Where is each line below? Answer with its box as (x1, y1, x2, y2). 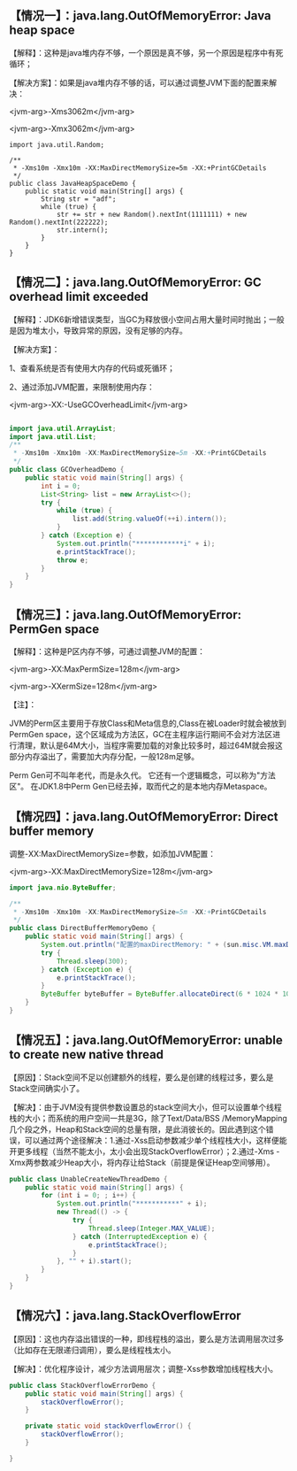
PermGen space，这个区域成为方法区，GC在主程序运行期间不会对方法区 (9, 728, 273, 739)
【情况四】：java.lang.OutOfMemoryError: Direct (9, 809, 278, 825)
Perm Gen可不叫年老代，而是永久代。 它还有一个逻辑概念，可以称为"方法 (9, 769, 277, 781)
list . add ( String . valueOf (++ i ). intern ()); (72, 514, 227, 524)
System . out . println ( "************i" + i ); (56, 539, 216, 548)
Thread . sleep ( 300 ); (56, 957, 128, 966)
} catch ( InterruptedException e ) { (72, 1232, 208, 1241)
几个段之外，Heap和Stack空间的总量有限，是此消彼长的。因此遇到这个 (9, 1123, 267, 1135)
